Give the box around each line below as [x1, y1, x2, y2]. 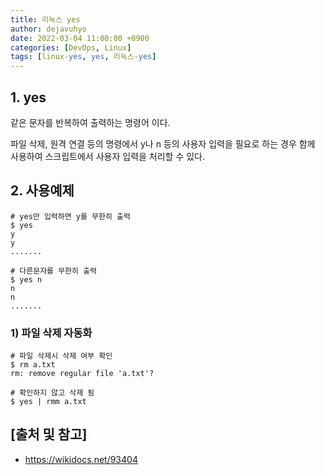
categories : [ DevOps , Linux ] [10, 42, 132, 53]
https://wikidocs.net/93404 [24, 453, 138, 465]
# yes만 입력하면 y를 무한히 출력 [10, 211, 131, 221]
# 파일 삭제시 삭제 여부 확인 [10, 351, 113, 361]
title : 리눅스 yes [10, 14, 81, 25]
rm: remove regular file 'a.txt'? [10, 369, 155, 379]
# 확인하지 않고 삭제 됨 [10, 388, 95, 398]
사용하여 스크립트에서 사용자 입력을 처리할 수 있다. [10, 150, 206, 162]
